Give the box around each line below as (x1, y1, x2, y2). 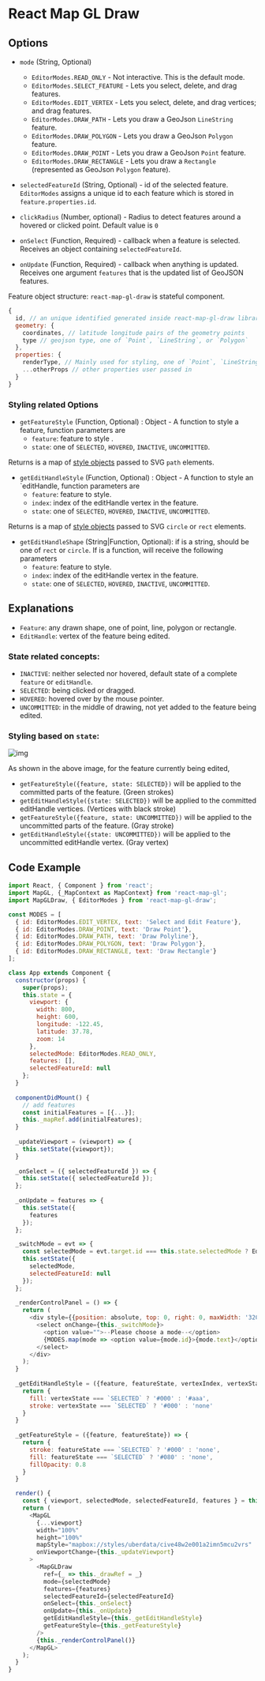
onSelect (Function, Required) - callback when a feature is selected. (19, 236, 241, 245)
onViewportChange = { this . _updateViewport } (36, 1548, 175, 1556)
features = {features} (43, 1585, 111, 1593)
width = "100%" (36, 1526, 80, 1534)
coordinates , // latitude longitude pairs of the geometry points (22, 329, 245, 337)
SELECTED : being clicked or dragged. (19, 686, 136, 695)
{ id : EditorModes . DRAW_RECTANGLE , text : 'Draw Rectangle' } (15, 947, 217, 956)
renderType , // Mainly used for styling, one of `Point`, (22, 359, 217, 367)
